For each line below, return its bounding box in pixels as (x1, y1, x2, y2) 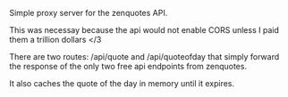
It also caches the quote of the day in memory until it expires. (9, 78, 235, 88)
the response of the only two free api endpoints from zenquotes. (9, 61, 248, 71)
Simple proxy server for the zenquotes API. (9, 8, 168, 18)
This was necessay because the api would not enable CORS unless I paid (9, 25, 279, 35)
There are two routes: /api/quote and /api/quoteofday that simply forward (9, 52, 280, 61)
